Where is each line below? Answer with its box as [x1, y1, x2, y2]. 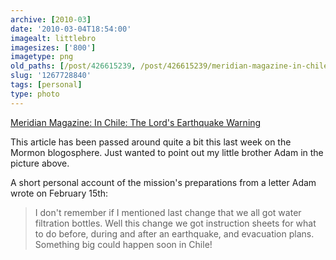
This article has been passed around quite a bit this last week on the [10, 136, 292, 148]
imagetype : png [10, 52, 74, 62]
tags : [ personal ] [10, 80, 83, 90]
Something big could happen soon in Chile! [34, 238, 213, 250]
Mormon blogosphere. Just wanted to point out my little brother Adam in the [10, 146, 324, 158]
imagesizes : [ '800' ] [10, 42, 97, 53]
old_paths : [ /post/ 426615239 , [10, 61, 137, 71]
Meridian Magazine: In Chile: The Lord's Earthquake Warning [10, 116, 262, 128]
